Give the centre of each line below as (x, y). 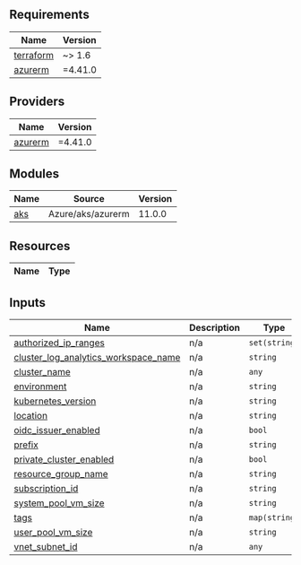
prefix (26, 445)
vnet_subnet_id (46, 547)
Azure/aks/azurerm (89, 214)
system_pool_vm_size (59, 503)
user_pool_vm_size (53, 533)
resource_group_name (61, 474)
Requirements (49, 15)
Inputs (28, 303)
